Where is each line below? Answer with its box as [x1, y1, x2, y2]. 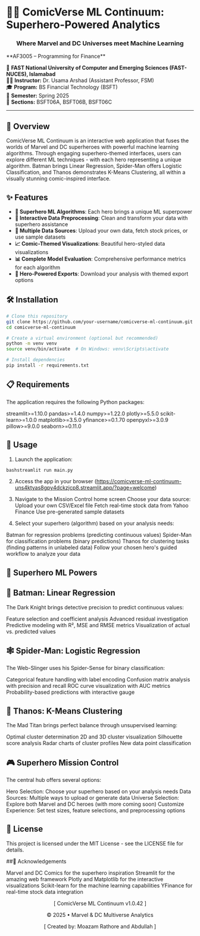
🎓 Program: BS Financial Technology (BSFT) [6, 83, 118, 91]
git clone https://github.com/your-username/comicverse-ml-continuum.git [6, 318, 193, 325]
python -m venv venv [6, 340, 58, 347]
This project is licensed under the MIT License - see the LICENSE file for [6, 840, 183, 847]
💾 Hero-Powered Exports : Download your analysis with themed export [14, 270, 189, 277]
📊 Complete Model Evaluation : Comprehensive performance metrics [14, 255, 186, 262]
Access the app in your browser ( [14, 478, 97, 485]
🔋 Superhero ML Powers [6, 568, 98, 578]
